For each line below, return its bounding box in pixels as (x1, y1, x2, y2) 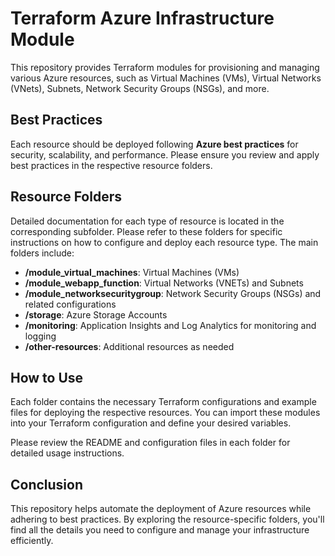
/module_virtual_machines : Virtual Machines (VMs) (24, 266, 240, 278)
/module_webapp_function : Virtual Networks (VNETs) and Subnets (24, 277, 304, 289)
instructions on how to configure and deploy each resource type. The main (10, 236, 319, 248)
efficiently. (10, 535, 54, 547)
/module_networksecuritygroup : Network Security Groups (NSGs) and (24, 287, 322, 299)
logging (24, 330, 57, 342)
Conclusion (10, 476, 84, 493)
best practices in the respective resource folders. (10, 159, 213, 171)
